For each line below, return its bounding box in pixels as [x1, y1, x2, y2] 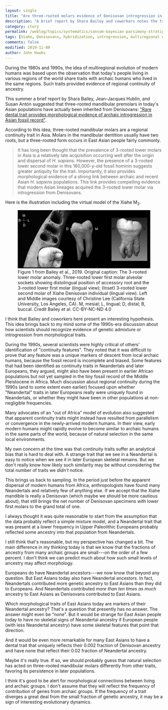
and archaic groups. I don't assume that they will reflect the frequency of [5, 683, 155, 689]
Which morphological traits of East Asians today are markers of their [5, 600, 146, 606]
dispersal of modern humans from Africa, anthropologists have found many [5, 482, 160, 488]
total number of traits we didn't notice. [5, 467, 84, 473]
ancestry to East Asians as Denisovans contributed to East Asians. [5, 591, 141, 597]
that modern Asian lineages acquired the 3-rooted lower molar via [17, 184, 153, 190]
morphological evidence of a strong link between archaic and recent [17, 173, 158, 180]
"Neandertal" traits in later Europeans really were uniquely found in [5, 389, 143, 395]
